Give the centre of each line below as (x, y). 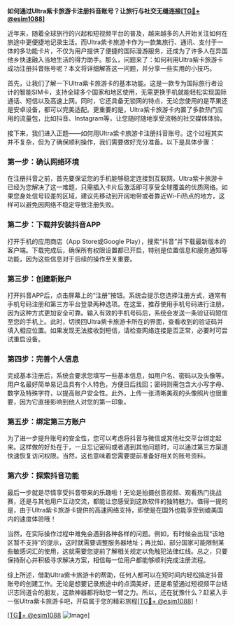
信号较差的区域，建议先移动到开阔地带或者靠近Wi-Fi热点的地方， (125, 196)
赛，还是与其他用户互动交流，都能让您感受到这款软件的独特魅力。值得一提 (114, 501)
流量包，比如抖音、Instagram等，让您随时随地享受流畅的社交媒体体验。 (122, 118)
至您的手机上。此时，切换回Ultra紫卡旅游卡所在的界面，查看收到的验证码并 (115, 321)
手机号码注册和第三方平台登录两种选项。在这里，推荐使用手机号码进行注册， (117, 304)
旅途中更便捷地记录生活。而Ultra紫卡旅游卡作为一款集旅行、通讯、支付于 (112, 42)
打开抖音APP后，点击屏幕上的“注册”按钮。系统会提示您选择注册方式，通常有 (117, 295)
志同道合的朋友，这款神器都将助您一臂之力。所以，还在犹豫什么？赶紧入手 (120, 592)
